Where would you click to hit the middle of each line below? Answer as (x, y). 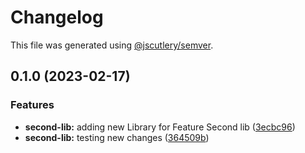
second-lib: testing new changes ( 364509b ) (117, 137)
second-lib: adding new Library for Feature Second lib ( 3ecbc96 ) (160, 127)
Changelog (57, 17)
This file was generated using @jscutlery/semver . (112, 45)
